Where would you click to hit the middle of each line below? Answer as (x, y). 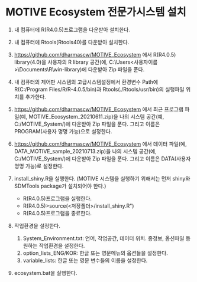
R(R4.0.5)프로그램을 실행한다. (57, 198)
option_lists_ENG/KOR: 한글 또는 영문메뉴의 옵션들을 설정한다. (95, 253)
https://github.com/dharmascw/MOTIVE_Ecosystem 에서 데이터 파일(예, (100, 144)
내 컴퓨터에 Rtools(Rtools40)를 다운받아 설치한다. (72, 42)
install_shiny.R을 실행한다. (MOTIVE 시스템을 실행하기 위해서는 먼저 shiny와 (102, 178)
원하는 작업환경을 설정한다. (54, 245)
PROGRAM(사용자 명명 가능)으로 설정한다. (63, 131)
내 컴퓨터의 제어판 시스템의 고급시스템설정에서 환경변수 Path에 (86, 82)
